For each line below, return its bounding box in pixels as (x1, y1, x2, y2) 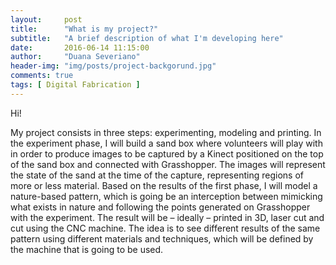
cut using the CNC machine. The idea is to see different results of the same (10, 222, 321, 234)
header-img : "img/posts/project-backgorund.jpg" (10, 61, 217, 71)
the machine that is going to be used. (10, 243, 164, 255)
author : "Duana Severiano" (10, 52, 141, 62)
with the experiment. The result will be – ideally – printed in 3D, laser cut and (10, 211, 325, 223)
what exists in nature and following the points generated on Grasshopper (10, 201, 311, 213)
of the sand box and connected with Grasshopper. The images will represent (10, 158, 326, 170)
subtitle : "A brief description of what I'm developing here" (10, 33, 284, 43)
